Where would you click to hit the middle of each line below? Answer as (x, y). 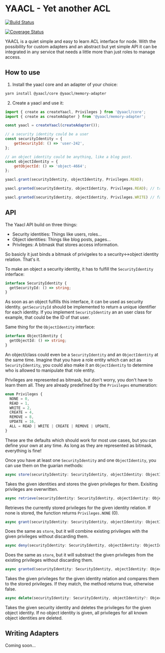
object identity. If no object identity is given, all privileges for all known (76, 613)
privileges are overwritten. (32, 489)
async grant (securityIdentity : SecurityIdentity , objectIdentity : (74, 522)
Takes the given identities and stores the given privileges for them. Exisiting (82, 484)
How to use (23, 73)
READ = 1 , (19, 403)
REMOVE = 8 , (22, 417)
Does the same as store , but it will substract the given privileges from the (79, 555)
